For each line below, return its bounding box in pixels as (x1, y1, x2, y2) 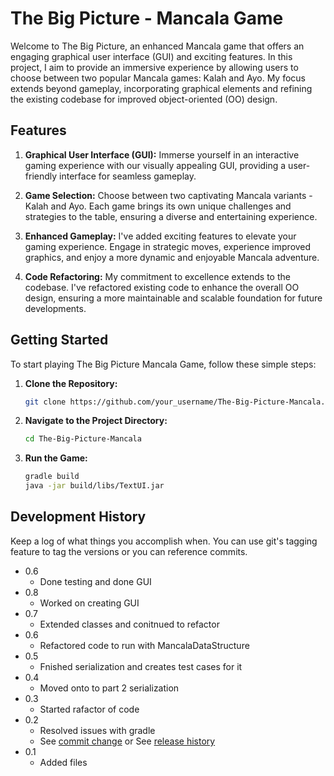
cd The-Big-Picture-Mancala (24, 434, 142, 444)
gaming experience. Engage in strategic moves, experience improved (24, 240, 312, 252)
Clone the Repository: (24, 377, 118, 389)
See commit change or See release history (39, 735, 216, 747)
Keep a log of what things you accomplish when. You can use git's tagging (10, 535, 318, 547)
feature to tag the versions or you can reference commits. (10, 545, 248, 557)
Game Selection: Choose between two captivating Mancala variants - (24, 189, 313, 201)
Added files (39, 756, 88, 768)
